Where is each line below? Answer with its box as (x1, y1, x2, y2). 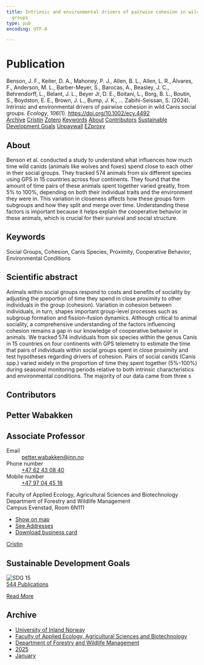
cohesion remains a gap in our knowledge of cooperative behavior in (6, 327, 178, 334)
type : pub (6, 20, 32, 26)
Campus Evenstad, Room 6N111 (6, 504, 85, 511)
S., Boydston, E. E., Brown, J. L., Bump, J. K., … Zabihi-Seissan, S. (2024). (6, 97, 191, 104)
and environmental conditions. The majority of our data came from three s (6, 372, 191, 380)
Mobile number (6, 473, 44, 480)
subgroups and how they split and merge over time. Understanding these (6, 202, 189, 208)
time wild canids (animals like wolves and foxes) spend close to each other (6, 163, 193, 170)
